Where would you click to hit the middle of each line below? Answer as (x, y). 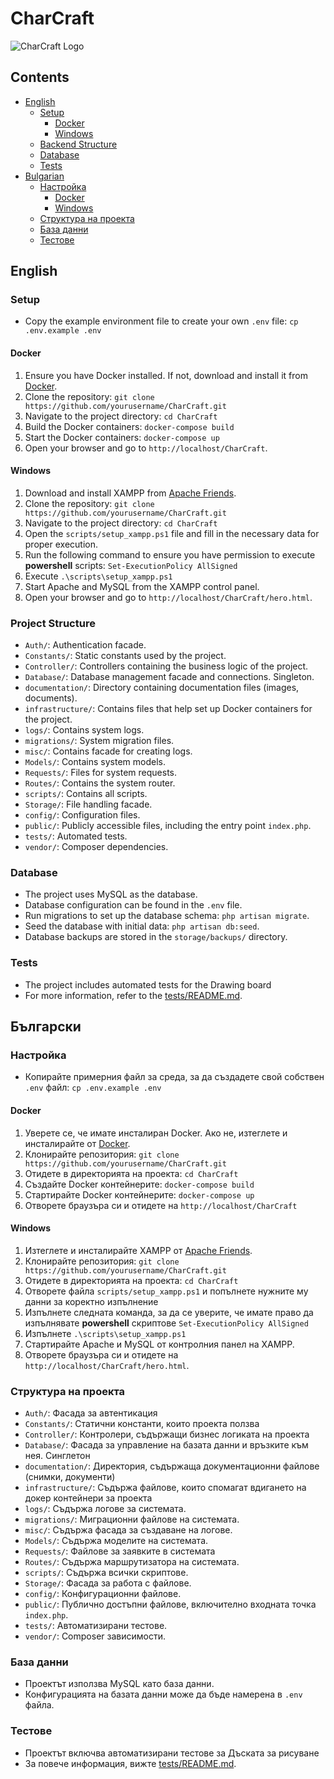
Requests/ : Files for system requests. (101, 773)
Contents (40, 77)
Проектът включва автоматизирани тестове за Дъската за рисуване (172, 1753)
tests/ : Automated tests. (76, 836)
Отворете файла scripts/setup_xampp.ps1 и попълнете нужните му (166, 1291)
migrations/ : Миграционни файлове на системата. (132, 1519)
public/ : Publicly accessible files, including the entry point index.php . (168, 826)
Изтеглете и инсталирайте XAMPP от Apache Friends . (138, 1250)
